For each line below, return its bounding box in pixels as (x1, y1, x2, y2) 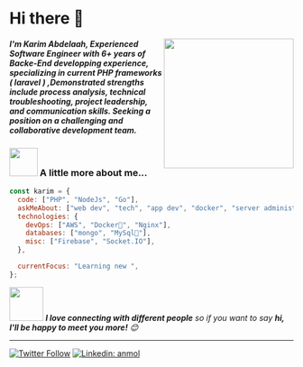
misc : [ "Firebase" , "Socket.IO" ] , (25, 237, 155, 246)
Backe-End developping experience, (9, 58, 149, 69)
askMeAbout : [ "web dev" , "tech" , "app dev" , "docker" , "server (17, 203, 261, 213)
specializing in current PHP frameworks (9, 67, 162, 78)
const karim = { (9, 187, 70, 197)
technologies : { (17, 212, 78, 221)
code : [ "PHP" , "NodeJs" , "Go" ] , (17, 195, 140, 204)
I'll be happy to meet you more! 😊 (9, 322, 139, 333)
